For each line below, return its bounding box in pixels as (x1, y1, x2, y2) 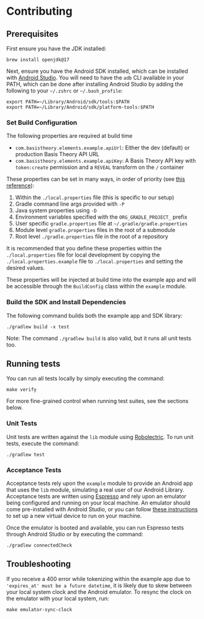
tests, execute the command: (6, 440, 79, 447)
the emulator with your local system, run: (6, 595, 109, 602)
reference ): (6, 182, 35, 189)
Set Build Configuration (6, 118, 78, 127)
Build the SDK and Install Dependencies (6, 298, 126, 307)
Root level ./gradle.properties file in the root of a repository (15, 233, 169, 240)
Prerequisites (6, 29, 59, 39)
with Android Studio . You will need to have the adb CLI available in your (6, 74, 184, 81)
